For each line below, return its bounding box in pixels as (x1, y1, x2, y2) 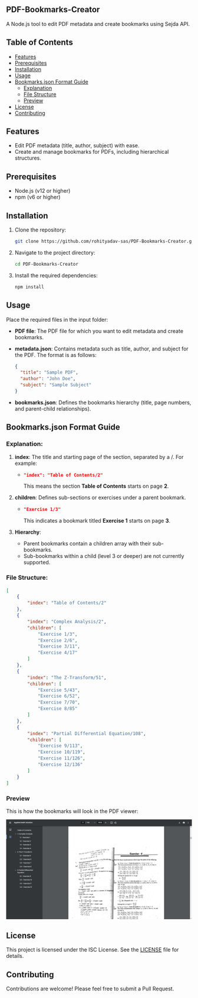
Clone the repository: (14, 226, 67, 233)
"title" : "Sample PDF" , (20, 369, 78, 376)
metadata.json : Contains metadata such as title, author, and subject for (14, 345, 189, 352)
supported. (23, 559, 51, 566)
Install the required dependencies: (14, 272, 98, 279)
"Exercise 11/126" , (37, 755, 85, 762)
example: (14, 460, 37, 467)
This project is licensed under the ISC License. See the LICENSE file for (6, 946, 179, 953)
